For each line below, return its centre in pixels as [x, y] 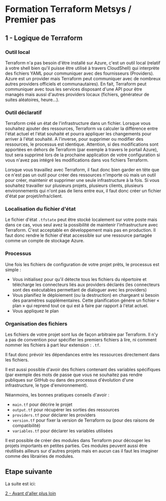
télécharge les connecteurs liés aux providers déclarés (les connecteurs [86, 284]
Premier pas [30, 20]
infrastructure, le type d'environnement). [47, 386]
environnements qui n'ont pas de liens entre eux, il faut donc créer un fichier [83, 191]
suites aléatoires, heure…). [32, 100]
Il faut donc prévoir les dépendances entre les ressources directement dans [83, 355]
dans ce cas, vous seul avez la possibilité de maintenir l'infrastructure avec [82, 225]
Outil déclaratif [24, 112]
